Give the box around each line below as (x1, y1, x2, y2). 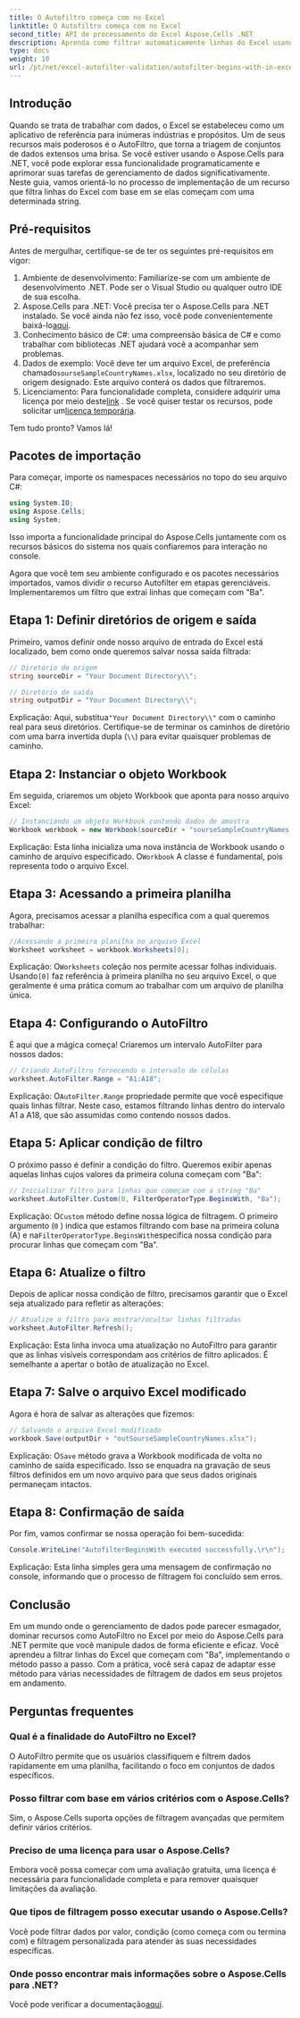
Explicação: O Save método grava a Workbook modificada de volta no (9, 1450, 262, 1461)
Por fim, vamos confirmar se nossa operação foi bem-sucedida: (9, 1528, 245, 1539)
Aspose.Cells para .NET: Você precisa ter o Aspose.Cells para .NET (21, 300, 270, 311)
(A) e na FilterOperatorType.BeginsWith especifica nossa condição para (9, 1230, 272, 1240)
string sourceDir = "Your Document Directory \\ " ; (9, 671, 198, 680)
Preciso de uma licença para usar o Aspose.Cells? (9, 1845, 230, 1857)
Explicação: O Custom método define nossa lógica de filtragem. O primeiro (9, 1210, 279, 1221)
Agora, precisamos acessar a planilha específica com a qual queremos (9, 910, 270, 921)
